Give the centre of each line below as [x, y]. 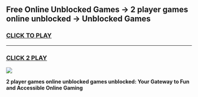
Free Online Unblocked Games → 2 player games [97, 10]
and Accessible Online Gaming [44, 88]
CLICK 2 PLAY [27, 58]
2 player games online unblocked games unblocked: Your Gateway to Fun [98, 81]
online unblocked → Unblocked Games [79, 19]
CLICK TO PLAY [29, 36]
